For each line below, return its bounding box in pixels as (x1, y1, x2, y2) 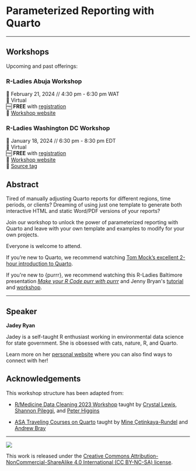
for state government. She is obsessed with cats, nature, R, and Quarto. (6, 339, 178, 346)
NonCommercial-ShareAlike (6, 458, 73, 466)
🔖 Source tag (6, 163, 38, 170)
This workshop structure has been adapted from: (6, 389, 124, 396)
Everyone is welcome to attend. (6, 243, 82, 250)
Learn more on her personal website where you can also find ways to (6, 350, 173, 357)
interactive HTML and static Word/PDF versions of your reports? (6, 208, 160, 215)
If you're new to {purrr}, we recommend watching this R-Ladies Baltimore (6, 271, 183, 279)
